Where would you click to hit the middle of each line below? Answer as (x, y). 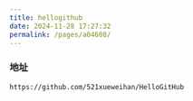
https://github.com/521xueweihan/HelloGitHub (96, 87)
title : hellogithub (46, 18)
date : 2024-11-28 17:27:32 (60, 26)
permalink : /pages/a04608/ (60, 34)
